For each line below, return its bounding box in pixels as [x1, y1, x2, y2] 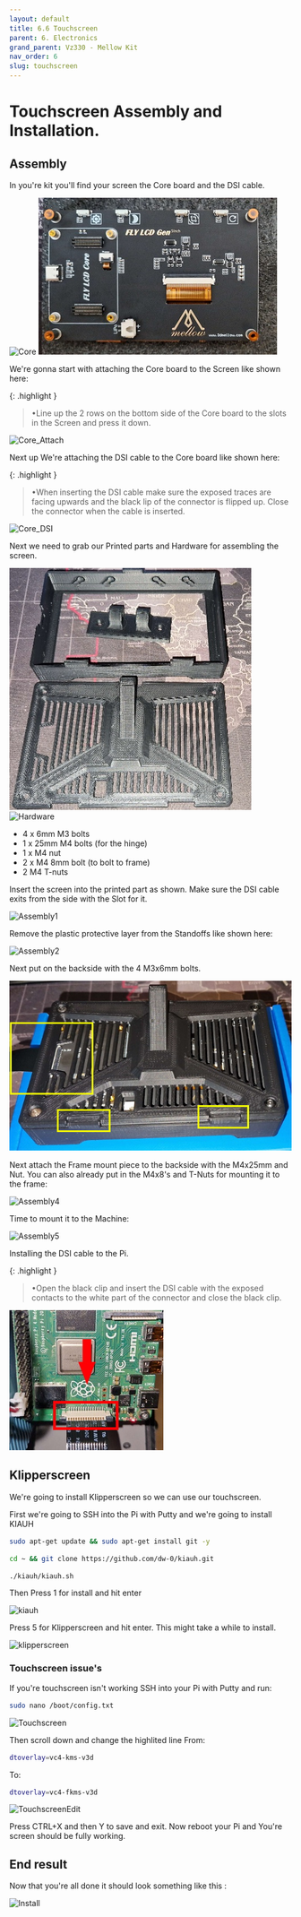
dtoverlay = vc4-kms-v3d [9, 1753, 94, 1762]
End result [9, 1856, 68, 1872]
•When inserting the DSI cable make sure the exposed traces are [30, 487, 271, 497]
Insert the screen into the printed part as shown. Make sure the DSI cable [9, 884, 279, 894]
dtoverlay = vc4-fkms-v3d [9, 1788, 99, 1797]
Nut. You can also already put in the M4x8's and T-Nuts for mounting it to [9, 1170, 280, 1180]
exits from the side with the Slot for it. [9, 894, 148, 904]
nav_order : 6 [9, 52, 58, 62]
